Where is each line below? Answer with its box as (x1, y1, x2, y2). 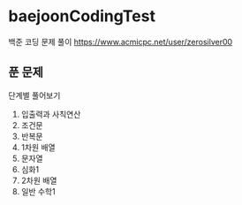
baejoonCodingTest (8, 6, 156, 27)
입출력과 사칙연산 (20, 109, 81, 119)
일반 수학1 (20, 186, 56, 196)
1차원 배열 (20, 141, 56, 152)
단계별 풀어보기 (8, 90, 61, 101)
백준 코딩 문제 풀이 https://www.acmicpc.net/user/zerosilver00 (8, 36, 233, 47)
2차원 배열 (20, 175, 57, 186)
